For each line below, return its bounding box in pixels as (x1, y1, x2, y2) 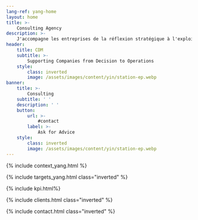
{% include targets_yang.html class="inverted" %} (6, 173, 128, 180)
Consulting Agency (16, 25, 62, 31)
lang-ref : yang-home (6, 8, 57, 15)
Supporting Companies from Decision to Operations (27, 58, 154, 64)
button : (16, 107, 35, 113)
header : (6, 42, 25, 48)
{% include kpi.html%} (6, 185, 61, 192)
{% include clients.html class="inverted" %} (6, 196, 113, 203)
